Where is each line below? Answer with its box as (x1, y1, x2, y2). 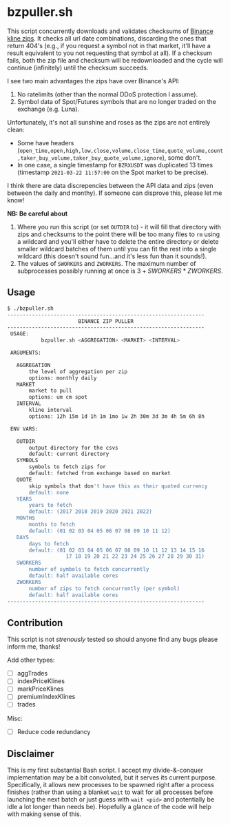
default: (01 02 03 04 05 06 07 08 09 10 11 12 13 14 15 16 (28, 547, 205, 554)
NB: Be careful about (7, 209, 67, 218)
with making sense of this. (7, 810, 82, 818)
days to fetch (28, 540, 70, 547)
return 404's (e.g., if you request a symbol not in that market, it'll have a (7, 41, 211, 50)
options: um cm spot (28, 394, 88, 401)
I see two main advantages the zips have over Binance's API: (7, 76, 180, 85)
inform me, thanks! (7, 643, 61, 651)
